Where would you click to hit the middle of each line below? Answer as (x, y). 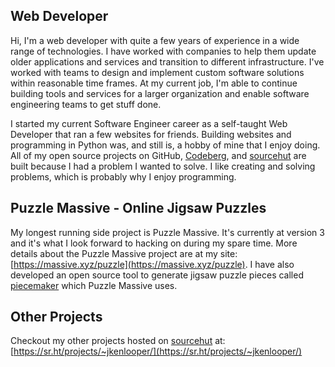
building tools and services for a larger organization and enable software (160, 93)
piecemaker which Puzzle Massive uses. (94, 285)
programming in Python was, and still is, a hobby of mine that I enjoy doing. (165, 145)
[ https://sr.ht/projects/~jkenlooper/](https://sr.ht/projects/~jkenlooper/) (156, 351)
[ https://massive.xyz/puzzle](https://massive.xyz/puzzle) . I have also (152, 264)
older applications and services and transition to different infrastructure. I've (167, 61)
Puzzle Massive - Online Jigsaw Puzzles (138, 208)
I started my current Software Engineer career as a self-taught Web (149, 123)
